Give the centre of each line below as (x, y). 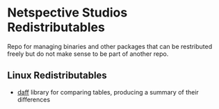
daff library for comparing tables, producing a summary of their (108, 92)
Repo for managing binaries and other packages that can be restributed (110, 46)
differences (34, 99)
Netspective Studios (67, 13)
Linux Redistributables (57, 76)
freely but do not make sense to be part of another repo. (88, 54)
